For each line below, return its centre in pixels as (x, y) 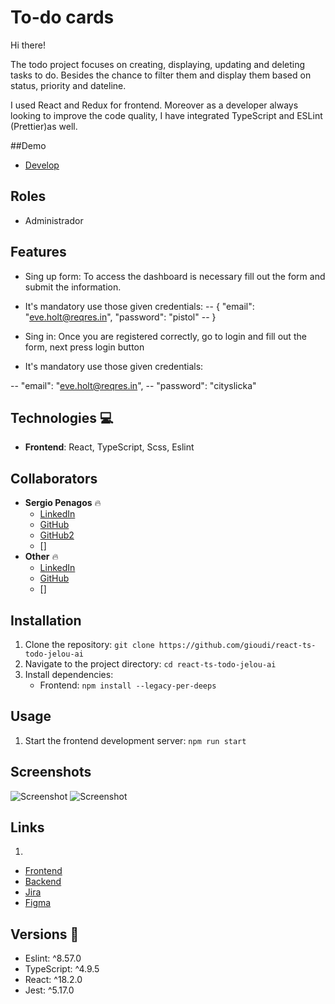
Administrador (54, 220)
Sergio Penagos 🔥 (63, 503)
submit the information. (73, 287)
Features (38, 252)
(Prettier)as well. (44, 126)
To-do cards (62, 17)
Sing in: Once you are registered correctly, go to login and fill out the (165, 336)
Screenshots (51, 772)
